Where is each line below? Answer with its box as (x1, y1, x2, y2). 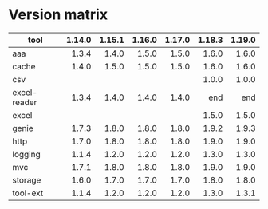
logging (12, 148, 41, 160)
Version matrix (8, 6, 108, 24)
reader (12, 97, 37, 108)
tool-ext (12, 187, 44, 199)
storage (12, 174, 41, 185)
